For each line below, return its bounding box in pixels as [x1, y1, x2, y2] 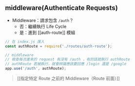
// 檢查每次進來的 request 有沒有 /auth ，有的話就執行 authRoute [5, 57, 130, 62]
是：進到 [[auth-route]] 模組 [19, 29, 76, 35]
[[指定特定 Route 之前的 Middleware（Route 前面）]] [17, 75, 120, 82]
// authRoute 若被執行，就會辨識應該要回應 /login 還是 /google [5, 62, 127, 67]
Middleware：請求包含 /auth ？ [12, 17, 74, 23]
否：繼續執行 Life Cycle [19, 23, 67, 29]
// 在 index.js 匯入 [5, 39, 45, 44]
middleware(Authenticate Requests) [5, 4, 118, 12]
